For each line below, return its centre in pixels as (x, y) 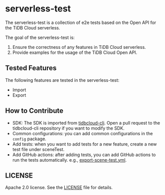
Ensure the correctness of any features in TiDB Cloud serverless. (79, 47)
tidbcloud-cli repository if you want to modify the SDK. (68, 128)
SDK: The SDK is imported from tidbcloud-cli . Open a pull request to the (86, 123)
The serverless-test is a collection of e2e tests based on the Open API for (81, 22)
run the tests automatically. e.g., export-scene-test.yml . (70, 160)
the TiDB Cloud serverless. (33, 27)
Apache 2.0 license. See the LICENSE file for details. (59, 188)
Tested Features (31, 68)
